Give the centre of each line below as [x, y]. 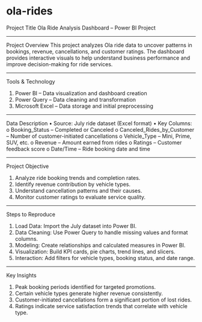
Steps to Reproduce [31, 214]
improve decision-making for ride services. [60, 64]
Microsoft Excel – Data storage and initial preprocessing [84, 106]
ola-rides [29, 11]
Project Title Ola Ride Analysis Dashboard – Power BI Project [81, 28]
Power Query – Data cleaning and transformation [75, 99]
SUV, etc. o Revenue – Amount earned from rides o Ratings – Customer [94, 142]
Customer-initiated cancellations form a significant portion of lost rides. [103, 300]
